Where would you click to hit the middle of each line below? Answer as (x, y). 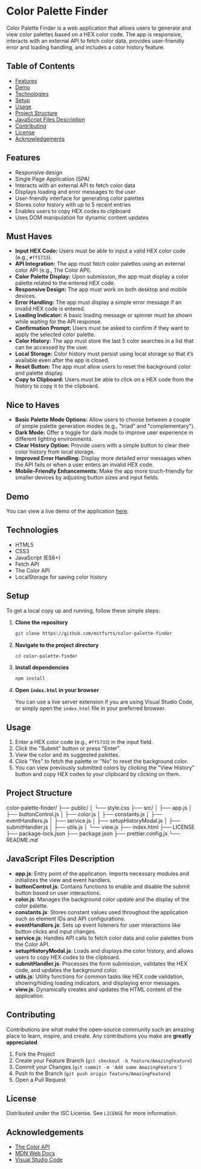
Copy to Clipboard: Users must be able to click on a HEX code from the (104, 380)
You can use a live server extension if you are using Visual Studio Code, (104, 702)
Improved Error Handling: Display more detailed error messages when (103, 458)
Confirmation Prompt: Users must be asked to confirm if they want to (102, 328)
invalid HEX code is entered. (50, 309)
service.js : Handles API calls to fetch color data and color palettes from (104, 938)
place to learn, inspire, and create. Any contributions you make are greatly (99, 1036)
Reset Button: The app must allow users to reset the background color (103, 367)
